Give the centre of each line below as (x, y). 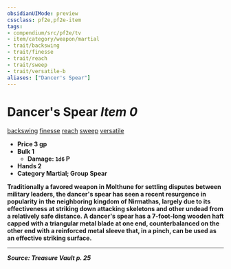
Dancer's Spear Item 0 (73, 112)
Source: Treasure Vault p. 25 (49, 258)
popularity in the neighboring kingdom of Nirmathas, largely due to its (109, 201)
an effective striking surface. (49, 238)
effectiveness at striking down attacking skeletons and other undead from (115, 209)
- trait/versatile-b (37, 71)
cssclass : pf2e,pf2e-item (44, 20)
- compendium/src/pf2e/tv (44, 33)
